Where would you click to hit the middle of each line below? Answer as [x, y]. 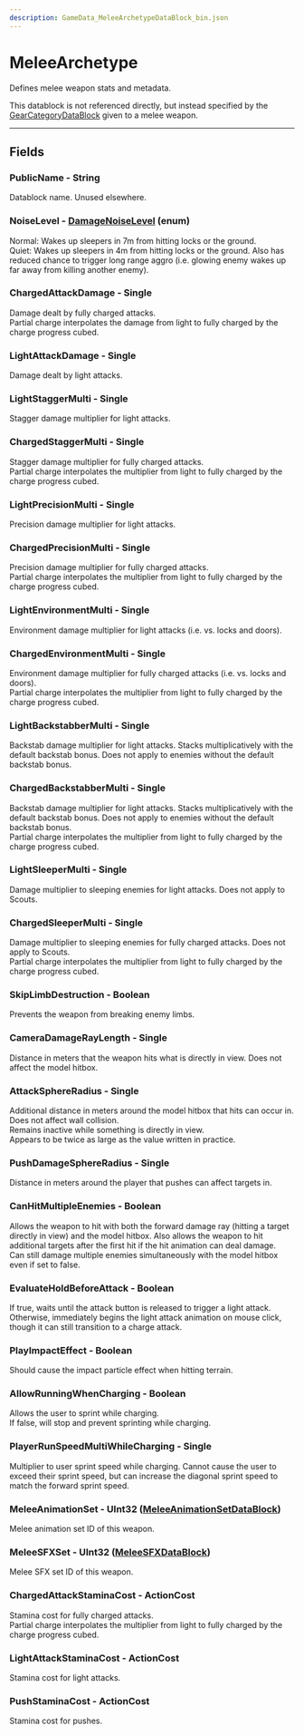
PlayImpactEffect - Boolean [71, 1350]
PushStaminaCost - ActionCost [80, 1701]
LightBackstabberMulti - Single [80, 725]
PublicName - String [55, 178]
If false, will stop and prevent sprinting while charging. [110, 1423]
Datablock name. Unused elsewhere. [78, 198]
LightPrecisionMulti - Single [72, 504]
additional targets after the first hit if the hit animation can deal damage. [143, 1245]
